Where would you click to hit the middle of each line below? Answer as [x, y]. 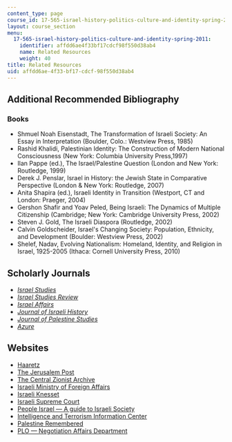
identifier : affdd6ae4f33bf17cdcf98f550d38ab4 [88, 46]
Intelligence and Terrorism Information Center [82, 416]
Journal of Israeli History [52, 312]
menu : [15, 33]
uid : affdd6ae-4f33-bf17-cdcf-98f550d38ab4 [71, 71]
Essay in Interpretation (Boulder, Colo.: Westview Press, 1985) [105, 142]
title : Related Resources [44, 65]
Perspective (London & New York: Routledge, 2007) [90, 185]
